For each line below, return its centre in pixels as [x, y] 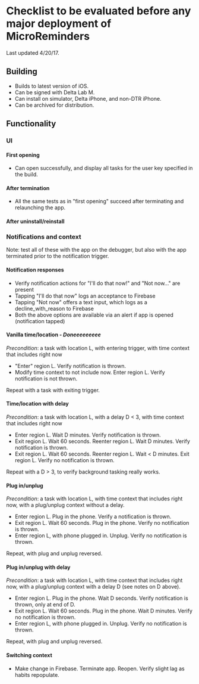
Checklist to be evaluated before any [99, 11]
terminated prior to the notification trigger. [58, 256]
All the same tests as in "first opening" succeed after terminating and [99, 202]
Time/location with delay [38, 404]
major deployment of [59, 24]
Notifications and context [44, 237]
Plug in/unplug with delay [38, 567]
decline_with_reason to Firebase [54, 308]
